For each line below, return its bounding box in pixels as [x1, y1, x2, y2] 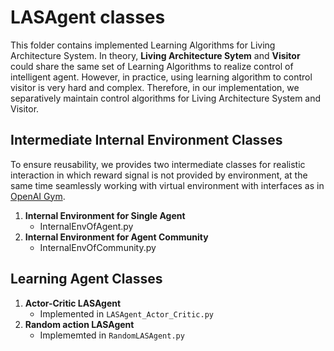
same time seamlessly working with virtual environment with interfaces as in [10, 179, 325, 191]
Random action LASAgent [24, 318, 135, 330]
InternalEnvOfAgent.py [39, 220, 134, 232]
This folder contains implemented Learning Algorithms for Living [10, 39, 276, 51]
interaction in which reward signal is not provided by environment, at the [10, 169, 308, 181]
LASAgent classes [10, 6, 166, 29]
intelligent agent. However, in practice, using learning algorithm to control [10, 71, 313, 83]
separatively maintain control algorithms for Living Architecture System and [10, 92, 322, 104]
